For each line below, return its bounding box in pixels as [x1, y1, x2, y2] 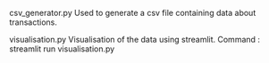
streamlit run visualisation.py [9, 43, 115, 54]
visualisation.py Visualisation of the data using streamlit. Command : [9, 35, 261, 44]
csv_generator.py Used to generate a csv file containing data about [9, 8, 256, 18]
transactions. [9, 17, 58, 28]
